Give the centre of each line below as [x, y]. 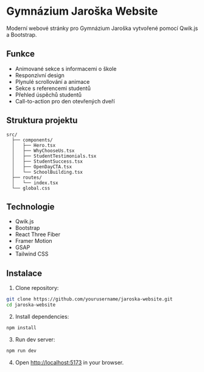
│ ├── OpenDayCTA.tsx [42, 166]
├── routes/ [27, 177]
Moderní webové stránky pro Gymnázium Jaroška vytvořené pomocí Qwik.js [102, 28]
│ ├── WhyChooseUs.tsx [43, 151]
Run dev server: [35, 339]
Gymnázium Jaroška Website [82, 11]
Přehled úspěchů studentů [48, 95]
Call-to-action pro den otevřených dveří [65, 101]
